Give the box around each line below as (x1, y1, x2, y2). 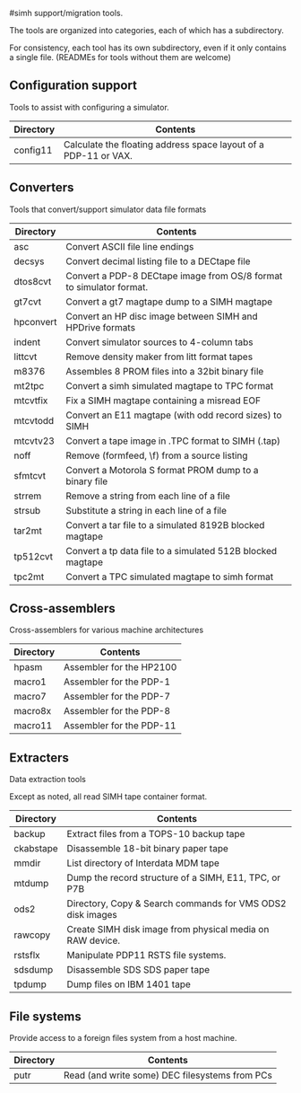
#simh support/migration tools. (9, 8, 124, 18)
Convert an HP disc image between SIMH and (65, 310, 258, 322)
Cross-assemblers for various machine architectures (9, 624, 204, 636)
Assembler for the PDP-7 (63, 691, 171, 703)
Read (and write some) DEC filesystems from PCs (63, 1069, 273, 1081)
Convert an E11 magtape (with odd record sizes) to (65, 409, 282, 421)
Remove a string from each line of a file (65, 489, 231, 502)
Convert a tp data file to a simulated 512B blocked (65, 544, 278, 557)
